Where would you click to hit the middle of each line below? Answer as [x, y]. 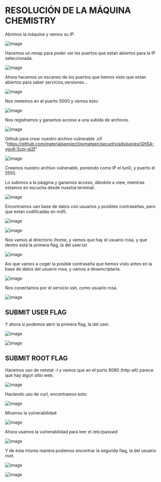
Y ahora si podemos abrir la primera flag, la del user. [57, 324]
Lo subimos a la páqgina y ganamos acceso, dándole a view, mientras [75, 182]
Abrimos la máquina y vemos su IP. [40, 34]
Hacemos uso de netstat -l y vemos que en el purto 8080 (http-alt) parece [79, 370]
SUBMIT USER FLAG [36, 313]
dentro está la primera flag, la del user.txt [46, 245]
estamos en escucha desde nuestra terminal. [50, 188]
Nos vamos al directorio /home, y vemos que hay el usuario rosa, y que [76, 240]
